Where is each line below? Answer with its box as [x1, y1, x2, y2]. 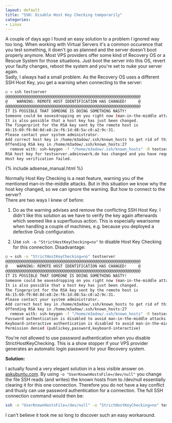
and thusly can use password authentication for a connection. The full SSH [5, 388, 163, 394]
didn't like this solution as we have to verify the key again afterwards [12, 212, 158, 218]
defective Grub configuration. [12, 229, 75, 235]
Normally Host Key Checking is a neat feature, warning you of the [5, 175, 144, 182]
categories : [5, 17, 31, 22]
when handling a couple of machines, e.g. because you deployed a [12, 224, 155, 230]
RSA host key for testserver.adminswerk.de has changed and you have [5, 151, 157, 156]
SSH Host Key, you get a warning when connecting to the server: [5, 79, 142, 86]
